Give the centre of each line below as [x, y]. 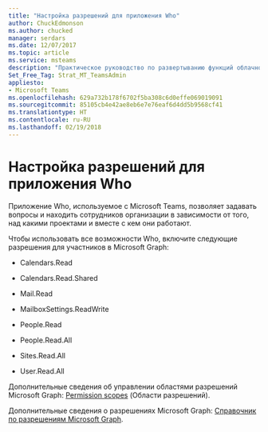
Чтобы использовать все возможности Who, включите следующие [123, 238]
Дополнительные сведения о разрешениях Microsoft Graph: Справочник [132, 410]
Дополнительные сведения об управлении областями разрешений [123, 386]
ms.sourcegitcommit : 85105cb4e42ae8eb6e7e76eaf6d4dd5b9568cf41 [116, 105]
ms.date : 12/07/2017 [43, 46]
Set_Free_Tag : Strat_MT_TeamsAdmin [67, 75]
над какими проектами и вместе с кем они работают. [100, 223]
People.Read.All [46, 340]
